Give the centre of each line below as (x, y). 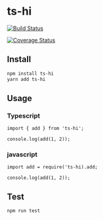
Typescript (24, 116)
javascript (22, 154)
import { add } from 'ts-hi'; (46, 129)
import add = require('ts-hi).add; (52, 167)
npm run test (24, 211)
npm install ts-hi (30, 74)
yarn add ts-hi (26, 79)
